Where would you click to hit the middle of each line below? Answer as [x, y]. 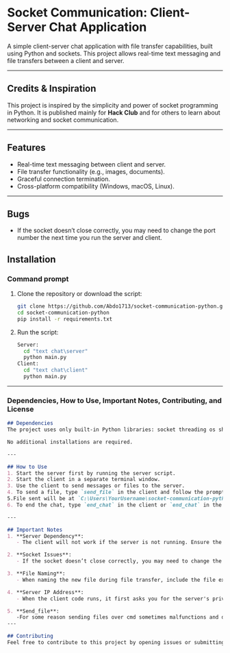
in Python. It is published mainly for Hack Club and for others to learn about [114, 112]
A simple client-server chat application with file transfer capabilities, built [110, 46]
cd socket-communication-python [63, 312]
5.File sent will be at [41, 499]
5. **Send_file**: [33, 611]
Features [26, 148]
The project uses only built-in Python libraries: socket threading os [111, 430]
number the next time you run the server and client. [89, 238]
